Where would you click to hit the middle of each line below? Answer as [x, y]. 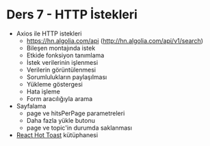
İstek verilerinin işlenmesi [62, 62]
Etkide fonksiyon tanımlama [65, 55]
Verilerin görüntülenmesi [61, 70]
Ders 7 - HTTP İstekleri [72, 15]
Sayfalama [31, 106]
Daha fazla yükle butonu [61, 120]
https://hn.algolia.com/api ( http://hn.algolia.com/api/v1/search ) [115, 40]
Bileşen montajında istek [61, 48]
